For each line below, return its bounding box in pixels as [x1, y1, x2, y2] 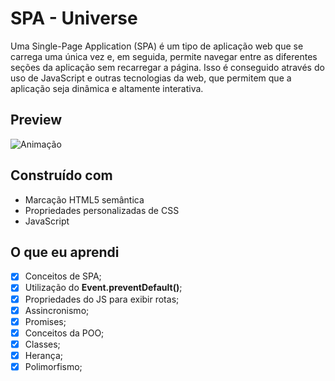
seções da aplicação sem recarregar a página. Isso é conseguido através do [10, 61, 325, 73]
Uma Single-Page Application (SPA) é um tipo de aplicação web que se [10, 40, 304, 52]
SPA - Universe [10, 7, 138, 30]
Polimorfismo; [24, 360, 83, 372]
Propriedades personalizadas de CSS [24, 204, 180, 216]
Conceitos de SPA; [24, 270, 102, 282]
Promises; [24, 315, 67, 327]
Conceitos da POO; [24, 327, 105, 339]
